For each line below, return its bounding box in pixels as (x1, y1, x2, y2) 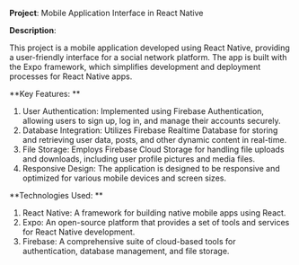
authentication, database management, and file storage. (22, 246, 230, 256)
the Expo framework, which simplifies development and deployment (9, 62, 261, 72)
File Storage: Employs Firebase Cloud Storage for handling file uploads (22, 144, 285, 155)
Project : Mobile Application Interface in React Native (9, 8, 204, 18)
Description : (9, 25, 57, 35)
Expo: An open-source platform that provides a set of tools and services (22, 217, 290, 227)
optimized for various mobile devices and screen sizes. (22, 172, 227, 183)
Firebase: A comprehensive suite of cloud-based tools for (22, 236, 236, 246)
